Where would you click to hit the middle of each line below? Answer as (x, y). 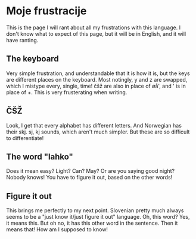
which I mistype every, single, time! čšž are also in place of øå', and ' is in (96, 86)
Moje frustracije (46, 11)
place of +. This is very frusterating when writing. (67, 92)
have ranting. (22, 40)
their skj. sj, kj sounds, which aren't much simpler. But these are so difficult (98, 132)
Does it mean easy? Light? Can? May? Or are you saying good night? (90, 171)
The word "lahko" (40, 156)
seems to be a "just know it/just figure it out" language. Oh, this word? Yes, (98, 217)
